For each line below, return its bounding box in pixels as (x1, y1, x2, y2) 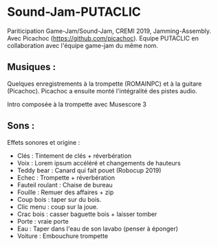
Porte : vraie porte (17, 217, 69, 225)
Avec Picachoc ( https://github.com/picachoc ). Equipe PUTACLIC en (7, 34, 199, 42)
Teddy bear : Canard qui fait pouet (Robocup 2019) (17, 166, 162, 174)
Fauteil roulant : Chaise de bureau (17, 180, 113, 189)
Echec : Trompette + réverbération (17, 173, 116, 182)
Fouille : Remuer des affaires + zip (17, 188, 114, 196)
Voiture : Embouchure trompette (17, 231, 109, 240)
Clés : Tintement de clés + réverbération (17, 152, 132, 160)
